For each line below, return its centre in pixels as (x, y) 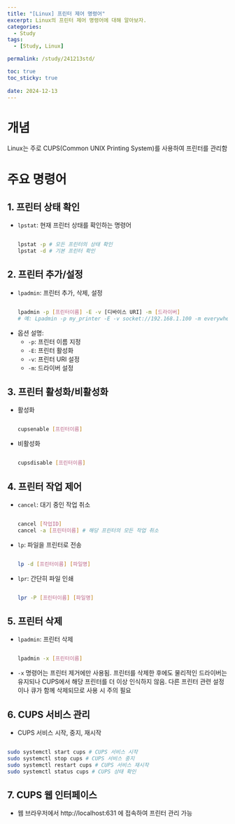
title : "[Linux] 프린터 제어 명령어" (56, 14)
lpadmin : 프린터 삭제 (45, 639)
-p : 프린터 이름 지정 (54, 341)
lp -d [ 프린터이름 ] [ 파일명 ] (54, 564)
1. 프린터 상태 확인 (44, 207)
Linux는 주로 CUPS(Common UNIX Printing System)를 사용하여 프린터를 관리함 (117, 148)
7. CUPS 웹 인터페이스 (52, 795)
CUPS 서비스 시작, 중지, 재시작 (59, 732)
